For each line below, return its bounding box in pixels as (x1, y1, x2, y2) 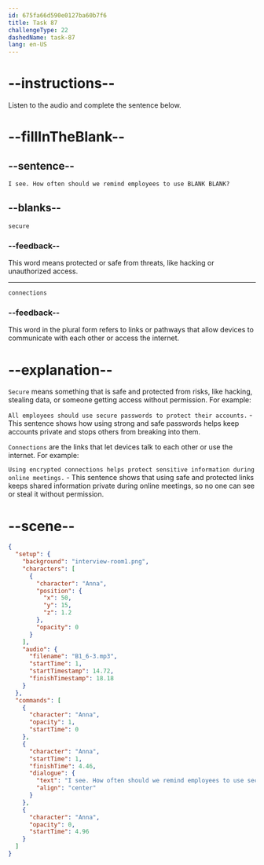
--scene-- (8, 517, 75, 535)
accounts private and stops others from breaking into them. (8, 427, 201, 437)
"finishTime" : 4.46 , (28, 762, 97, 770)
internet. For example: (8, 451, 79, 460)
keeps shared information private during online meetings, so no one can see (8, 481, 255, 491)
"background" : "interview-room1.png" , (22, 558, 149, 566)
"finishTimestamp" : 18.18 (28, 675, 114, 683)
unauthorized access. (8, 266, 79, 276)
